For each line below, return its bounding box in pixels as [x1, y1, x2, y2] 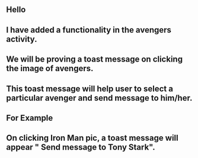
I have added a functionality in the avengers [6, 25, 172, 35]
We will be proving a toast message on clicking [6, 54, 183, 65]
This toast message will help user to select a [6, 83, 174, 93]
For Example [6, 112, 53, 123]
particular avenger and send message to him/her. [6, 93, 193, 103]
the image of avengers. [6, 63, 94, 73]
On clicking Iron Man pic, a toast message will [6, 133, 179, 143]
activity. [6, 34, 37, 44]
